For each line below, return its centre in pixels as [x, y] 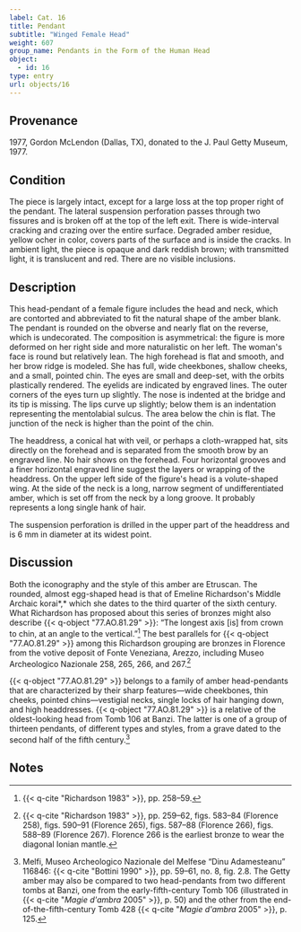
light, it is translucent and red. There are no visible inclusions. [122, 259]
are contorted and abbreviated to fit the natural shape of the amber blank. [145, 319]
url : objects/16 [39, 84]
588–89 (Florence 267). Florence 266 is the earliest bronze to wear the [153, 834]
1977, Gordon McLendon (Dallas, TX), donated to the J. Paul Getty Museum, [149, 142]
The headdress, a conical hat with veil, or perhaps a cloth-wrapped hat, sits [149, 441]
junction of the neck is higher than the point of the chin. [112, 424]
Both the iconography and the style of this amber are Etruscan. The [133, 584]
